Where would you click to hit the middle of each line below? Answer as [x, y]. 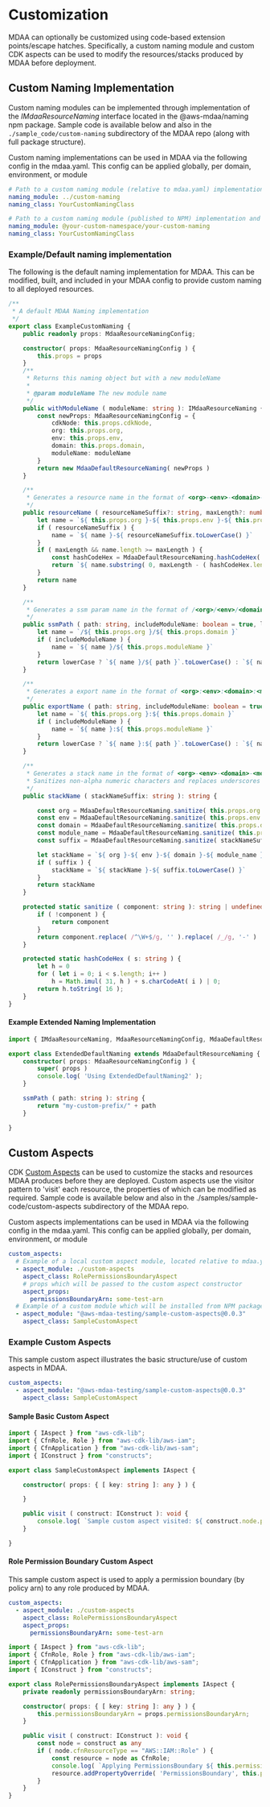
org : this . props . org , [88, 431]
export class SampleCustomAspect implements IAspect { [102, 1470]
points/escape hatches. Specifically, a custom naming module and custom [131, 45]
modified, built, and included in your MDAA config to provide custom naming [135, 280]
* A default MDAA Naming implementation [80, 312]
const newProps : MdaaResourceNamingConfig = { [117, 416]
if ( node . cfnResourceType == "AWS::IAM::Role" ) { [126, 1751]
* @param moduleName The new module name [96, 393]
